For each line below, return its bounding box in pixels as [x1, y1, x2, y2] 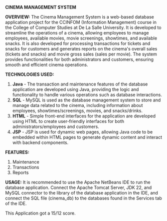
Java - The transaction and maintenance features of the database [12, 81, 148, 87]
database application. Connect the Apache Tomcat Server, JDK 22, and [5, 184, 152, 190]
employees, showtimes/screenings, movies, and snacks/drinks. [12, 107, 143, 113]
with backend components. [12, 139, 69, 145]
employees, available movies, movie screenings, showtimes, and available [5, 35, 158, 41]
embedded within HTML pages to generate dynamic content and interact [12, 134, 163, 140]
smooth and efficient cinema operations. [5, 62, 88, 67]
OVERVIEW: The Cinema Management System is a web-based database [5, 14, 155, 19]
